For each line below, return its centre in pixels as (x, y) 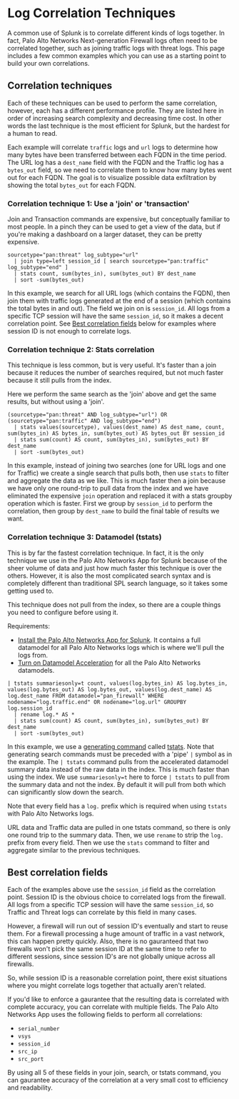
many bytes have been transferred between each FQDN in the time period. (117, 154)
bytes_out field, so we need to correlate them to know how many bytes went (119, 170)
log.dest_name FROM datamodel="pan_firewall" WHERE (86, 696)
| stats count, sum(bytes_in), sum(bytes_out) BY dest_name (105, 274)
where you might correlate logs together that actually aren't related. (107, 985)
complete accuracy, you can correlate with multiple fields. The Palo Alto (113, 1007)
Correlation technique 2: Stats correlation (81, 349)
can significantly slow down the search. (66, 792)
